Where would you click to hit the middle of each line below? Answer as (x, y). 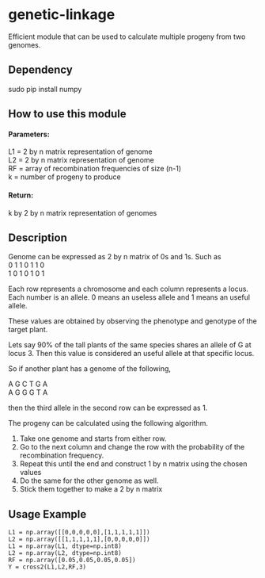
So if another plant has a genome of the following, (90, 369)
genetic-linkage (62, 15)
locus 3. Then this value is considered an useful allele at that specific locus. (131, 354)
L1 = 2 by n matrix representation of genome (80, 151)
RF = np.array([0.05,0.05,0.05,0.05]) (72, 561)
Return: (21, 195)
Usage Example (47, 514)
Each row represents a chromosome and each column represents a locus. (129, 289)
